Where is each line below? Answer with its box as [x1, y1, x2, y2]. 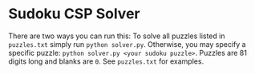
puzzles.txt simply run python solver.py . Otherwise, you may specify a [8, 39, 246, 49]
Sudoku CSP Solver [8, 5, 140, 23]
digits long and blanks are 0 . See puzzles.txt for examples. [8, 56, 204, 66]
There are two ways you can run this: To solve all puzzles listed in [8, 31, 225, 41]
